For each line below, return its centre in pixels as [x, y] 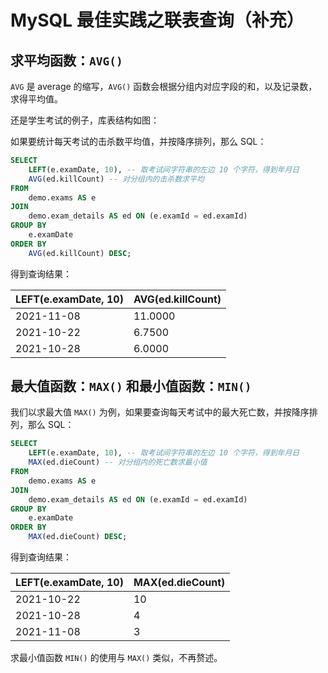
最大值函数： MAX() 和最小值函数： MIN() [131, 386]
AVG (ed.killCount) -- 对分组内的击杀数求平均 [116, 179]
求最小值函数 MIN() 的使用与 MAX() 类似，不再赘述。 [116, 658]
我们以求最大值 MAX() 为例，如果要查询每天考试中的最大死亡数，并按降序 [160, 412]
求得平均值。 [36, 99]
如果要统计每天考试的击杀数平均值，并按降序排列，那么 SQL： [138, 141]
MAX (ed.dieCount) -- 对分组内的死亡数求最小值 [118, 462]
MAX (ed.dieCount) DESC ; [78, 537]
